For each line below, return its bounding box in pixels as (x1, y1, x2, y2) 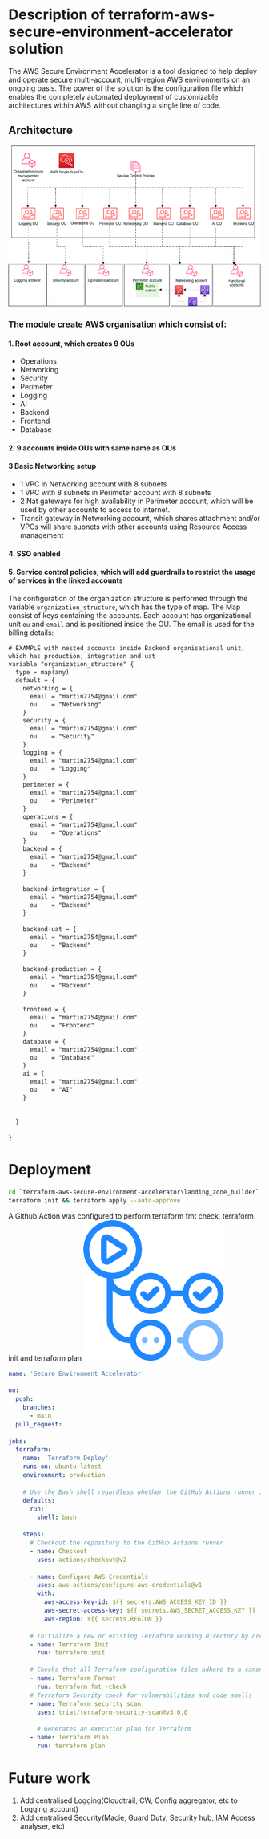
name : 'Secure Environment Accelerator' (8, 1369, 146, 1377)
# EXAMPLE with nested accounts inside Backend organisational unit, (8, 644, 246, 652)
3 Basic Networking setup (8, 462, 97, 471)
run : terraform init (37, 1649, 106, 1657)
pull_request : (15, 1420, 62, 1428)
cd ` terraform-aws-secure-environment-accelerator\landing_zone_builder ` (8, 1188, 260, 1196)
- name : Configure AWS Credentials (29, 1573, 149, 1581)
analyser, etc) (19, 1821, 66, 1831)
